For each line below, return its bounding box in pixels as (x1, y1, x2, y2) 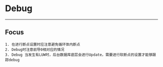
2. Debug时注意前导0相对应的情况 (5, 47, 65, 52)
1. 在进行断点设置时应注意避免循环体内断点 (5, 42, 81, 47)
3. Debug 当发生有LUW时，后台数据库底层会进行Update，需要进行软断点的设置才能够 (5, 52, 153, 57)
